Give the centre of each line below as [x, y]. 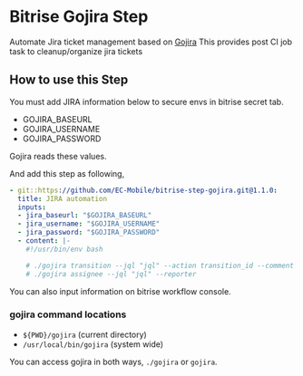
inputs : [32, 207]
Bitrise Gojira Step [79, 17]
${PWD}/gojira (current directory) [84, 334]
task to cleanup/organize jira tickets [76, 51]
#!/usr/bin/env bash [64, 249]
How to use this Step [69, 80]
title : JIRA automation [62, 198]
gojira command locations [68, 314]
